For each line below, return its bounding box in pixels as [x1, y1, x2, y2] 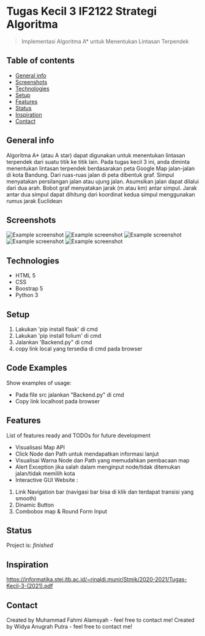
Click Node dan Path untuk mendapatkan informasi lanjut [15, 450, 159, 457]
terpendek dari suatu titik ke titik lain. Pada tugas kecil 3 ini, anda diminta [6, 158, 190, 165]
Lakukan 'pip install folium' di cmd [15, 332, 102, 339]
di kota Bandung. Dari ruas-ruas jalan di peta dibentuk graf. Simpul [6, 171, 174, 179]
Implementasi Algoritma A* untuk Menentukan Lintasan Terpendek [21, 37, 189, 45]
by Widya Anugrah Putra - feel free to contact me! [6, 623, 133, 630]
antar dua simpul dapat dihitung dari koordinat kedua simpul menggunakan [6, 190, 196, 198]
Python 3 [15, 292, 39, 299]
